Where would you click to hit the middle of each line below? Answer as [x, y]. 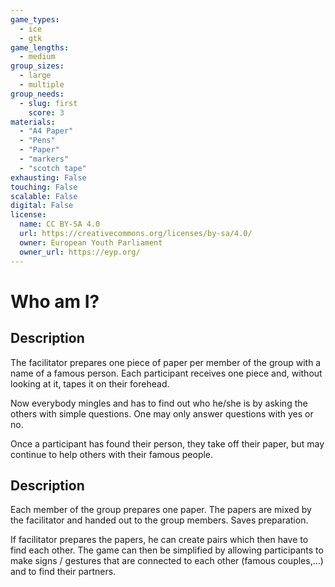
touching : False [44, 187]
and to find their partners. [63, 572]
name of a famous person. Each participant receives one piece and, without [166, 373]
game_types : [35, 19]
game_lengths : [40, 47]
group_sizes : [37, 66]
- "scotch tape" [53, 168]
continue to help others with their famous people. [112, 454]
